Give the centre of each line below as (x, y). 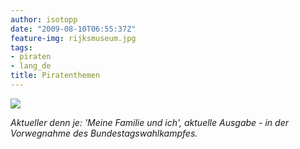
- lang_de (31, 66)
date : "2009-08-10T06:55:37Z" (73, 29)
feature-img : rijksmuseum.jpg (73, 38)
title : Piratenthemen (55, 76)
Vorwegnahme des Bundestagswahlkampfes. (104, 133)
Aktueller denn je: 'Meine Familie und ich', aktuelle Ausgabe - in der (149, 122)
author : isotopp (44, 19)
